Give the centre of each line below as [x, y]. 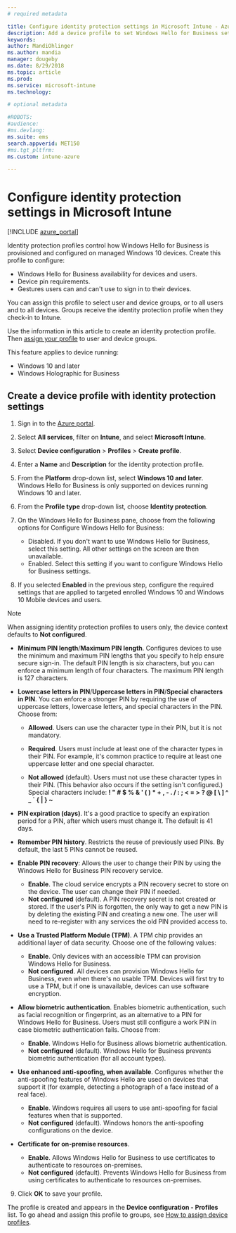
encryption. [45, 994]
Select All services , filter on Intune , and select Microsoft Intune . [111, 437]
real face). [32, 1094]
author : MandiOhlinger [40, 46]
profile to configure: [36, 260]
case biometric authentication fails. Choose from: [89, 1030]
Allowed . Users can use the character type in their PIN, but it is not [125, 728]
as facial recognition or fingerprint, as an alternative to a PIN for [110, 1015]
